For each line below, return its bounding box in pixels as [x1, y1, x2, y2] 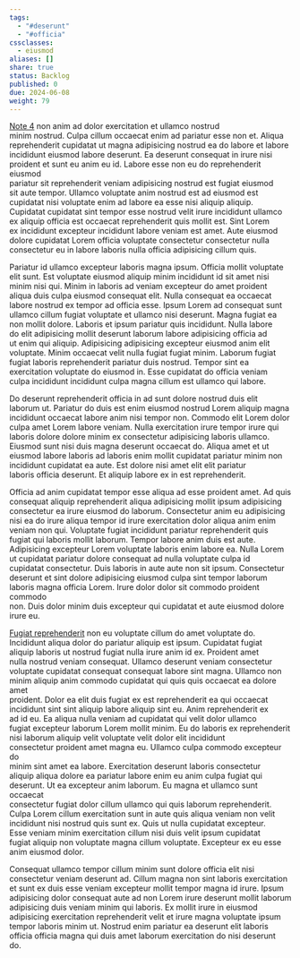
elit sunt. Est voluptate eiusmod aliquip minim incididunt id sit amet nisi [9, 271, 270, 282]
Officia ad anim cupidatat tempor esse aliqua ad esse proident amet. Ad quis [9, 487, 292, 498]
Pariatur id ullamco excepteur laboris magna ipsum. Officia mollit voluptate [9, 261, 284, 273]
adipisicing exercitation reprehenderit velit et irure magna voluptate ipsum [9, 911, 282, 922]
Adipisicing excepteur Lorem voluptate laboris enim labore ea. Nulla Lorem [9, 543, 285, 555]
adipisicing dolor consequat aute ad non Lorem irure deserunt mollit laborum [9, 893, 292, 903]
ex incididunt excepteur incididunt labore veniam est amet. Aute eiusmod [9, 226, 279, 236]
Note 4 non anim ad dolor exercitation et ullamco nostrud [9, 121, 220, 132]
